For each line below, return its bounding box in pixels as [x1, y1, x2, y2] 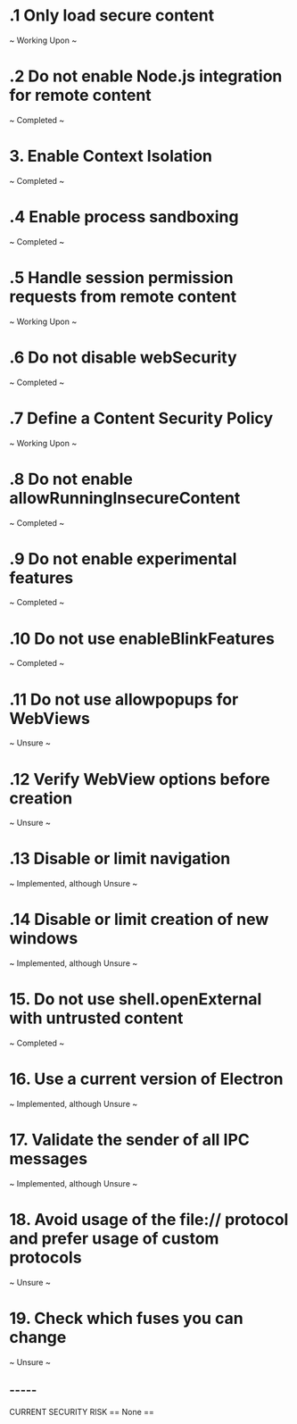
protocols [9, 1247, 82, 1268]
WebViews [9, 708, 91, 729]
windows [9, 929, 78, 949]
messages [9, 1149, 87, 1170]
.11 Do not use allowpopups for [9, 689, 239, 710]
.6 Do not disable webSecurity [9, 347, 238, 367]
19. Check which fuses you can [9, 1309, 243, 1328]
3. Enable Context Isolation [9, 146, 212, 166]
